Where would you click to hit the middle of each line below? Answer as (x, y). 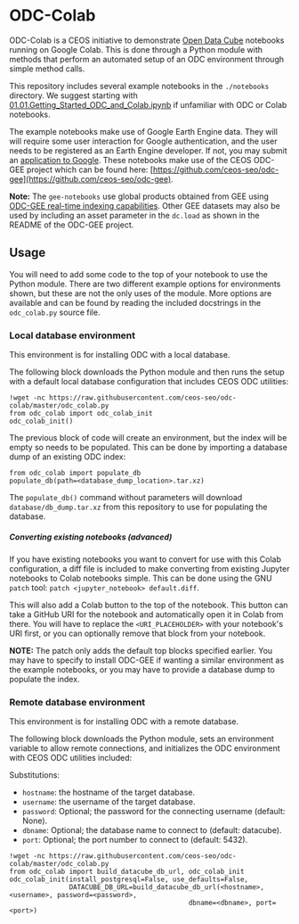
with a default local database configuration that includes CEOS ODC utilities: (149, 382)
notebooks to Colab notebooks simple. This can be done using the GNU (141, 578)
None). (35, 821)
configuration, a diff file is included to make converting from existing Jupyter (149, 569)
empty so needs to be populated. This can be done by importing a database (148, 448)
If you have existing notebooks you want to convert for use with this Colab (145, 559)
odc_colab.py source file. (55, 312)
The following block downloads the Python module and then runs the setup (147, 372)
